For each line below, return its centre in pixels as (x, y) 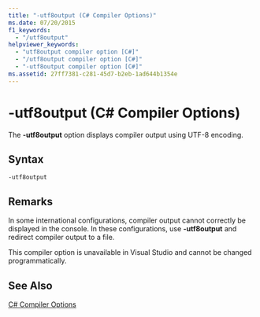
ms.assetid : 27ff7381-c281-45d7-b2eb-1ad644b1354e (93, 74)
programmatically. (37, 261)
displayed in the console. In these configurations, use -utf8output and (123, 229)
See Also (30, 285)
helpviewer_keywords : (44, 45)
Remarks (31, 201)
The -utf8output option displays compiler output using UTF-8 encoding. (126, 135)
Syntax (26, 159)
